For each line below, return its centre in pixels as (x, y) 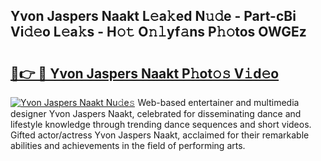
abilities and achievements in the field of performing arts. (128, 145)
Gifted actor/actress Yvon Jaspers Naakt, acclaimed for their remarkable (160, 135)
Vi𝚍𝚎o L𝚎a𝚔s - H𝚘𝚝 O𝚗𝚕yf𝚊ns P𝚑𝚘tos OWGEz (158, 32)
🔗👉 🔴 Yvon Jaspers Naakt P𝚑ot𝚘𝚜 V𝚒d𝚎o (145, 73)
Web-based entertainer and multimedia (218, 102)
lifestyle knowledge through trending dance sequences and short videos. (161, 124)
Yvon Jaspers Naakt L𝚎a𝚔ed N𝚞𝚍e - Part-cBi (153, 16)
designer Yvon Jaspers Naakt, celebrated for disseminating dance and (156, 113)
